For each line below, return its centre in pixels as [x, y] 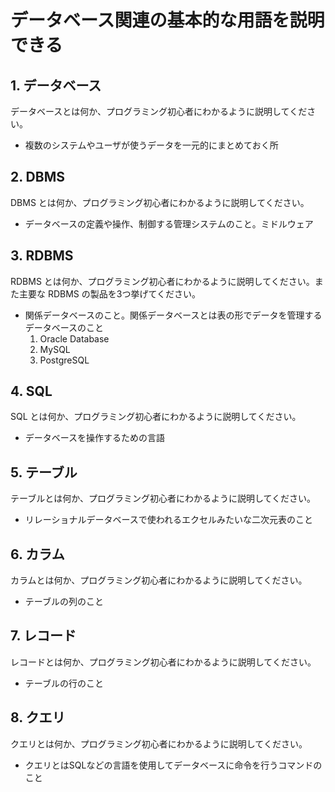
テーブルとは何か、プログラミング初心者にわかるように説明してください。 [163, 498]
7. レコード [43, 636]
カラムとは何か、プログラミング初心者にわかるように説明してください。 [159, 580]
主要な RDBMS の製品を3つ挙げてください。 [110, 293]
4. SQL [31, 391]
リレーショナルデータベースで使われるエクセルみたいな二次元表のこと [169, 520]
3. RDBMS [42, 256]
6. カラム [37, 554]
